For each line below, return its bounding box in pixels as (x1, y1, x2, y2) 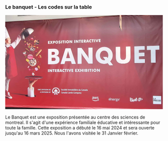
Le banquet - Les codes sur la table (5, 3, 92, 10)
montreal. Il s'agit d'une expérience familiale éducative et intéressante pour (5, 119, 160, 125)
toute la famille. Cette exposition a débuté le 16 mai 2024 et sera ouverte (5, 125, 155, 131)
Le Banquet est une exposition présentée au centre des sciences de (5, 114, 145, 120)
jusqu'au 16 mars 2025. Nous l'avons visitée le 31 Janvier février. (5, 130, 138, 136)
